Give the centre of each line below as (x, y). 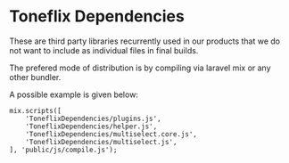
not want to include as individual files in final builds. (104, 50)
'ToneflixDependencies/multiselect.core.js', (111, 134)
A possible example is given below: (74, 94)
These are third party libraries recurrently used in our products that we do (145, 41)
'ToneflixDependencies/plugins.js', (94, 118)
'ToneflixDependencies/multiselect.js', (101, 142)
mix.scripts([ (36, 110)
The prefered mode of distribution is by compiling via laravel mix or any (140, 68)
